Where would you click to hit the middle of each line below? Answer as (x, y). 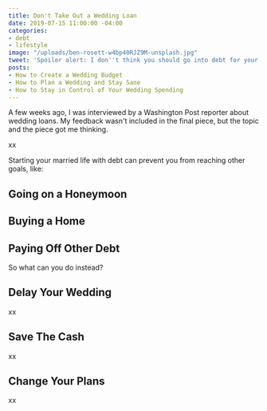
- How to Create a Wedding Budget (66, 75)
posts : (19, 68)
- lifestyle (28, 45)
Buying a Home (47, 221)
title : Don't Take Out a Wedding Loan (73, 16)
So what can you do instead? (56, 267)
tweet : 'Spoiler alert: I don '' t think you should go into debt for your (133, 61)
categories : (28, 30)
